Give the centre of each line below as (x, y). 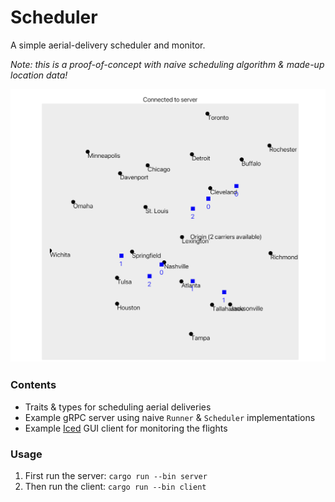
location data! (39, 75)
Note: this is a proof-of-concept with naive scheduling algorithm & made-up (167, 64)
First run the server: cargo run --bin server (116, 476)
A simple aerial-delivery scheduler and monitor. (108, 45)
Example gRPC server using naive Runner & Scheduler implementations (170, 417)
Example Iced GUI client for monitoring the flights (126, 428)
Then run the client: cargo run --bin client (115, 487)
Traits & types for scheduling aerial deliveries (118, 407)
